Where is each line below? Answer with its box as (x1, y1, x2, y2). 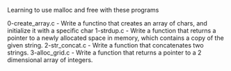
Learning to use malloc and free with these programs (7, 6, 159, 14)
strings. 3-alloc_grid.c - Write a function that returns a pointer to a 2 (7, 48, 202, 57)
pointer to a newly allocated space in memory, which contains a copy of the (7, 34, 224, 42)
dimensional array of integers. (7, 56, 93, 64)
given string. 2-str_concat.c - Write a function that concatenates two (7, 41, 204, 49)
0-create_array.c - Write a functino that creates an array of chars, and (7, 19, 207, 27)
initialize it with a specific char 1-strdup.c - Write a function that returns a (7, 27, 216, 34)
